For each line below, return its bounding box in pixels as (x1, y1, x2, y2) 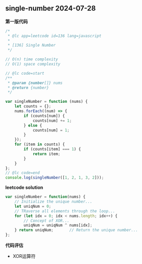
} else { (23, 123, 42, 128)
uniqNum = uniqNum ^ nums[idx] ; (23, 223, 93, 228)
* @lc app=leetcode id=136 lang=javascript (7, 33, 102, 38)
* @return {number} (7, 85, 50, 90)
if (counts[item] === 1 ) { (23, 147, 81, 152)
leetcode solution (5, 184, 43, 191)
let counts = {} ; (14, 104, 52, 109)
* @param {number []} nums (7, 80, 63, 85)
